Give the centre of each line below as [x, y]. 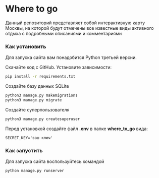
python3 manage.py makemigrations [42, 96]
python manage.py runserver [35, 171]
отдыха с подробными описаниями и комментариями [64, 33]
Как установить [26, 46]
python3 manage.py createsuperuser [43, 119]
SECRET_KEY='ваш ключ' [29, 138]
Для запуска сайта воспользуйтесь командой [55, 161]
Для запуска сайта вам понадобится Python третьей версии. [71, 57]
